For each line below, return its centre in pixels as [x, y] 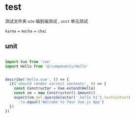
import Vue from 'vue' [28, 62]
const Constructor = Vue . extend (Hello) [55, 88]
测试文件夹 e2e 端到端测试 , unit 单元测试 [47, 21]
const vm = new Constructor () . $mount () [55, 93]
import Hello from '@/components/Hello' [47, 66]
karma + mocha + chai [26, 31]
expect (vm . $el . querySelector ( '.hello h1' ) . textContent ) [72, 98]
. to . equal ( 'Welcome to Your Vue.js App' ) [61, 102]
